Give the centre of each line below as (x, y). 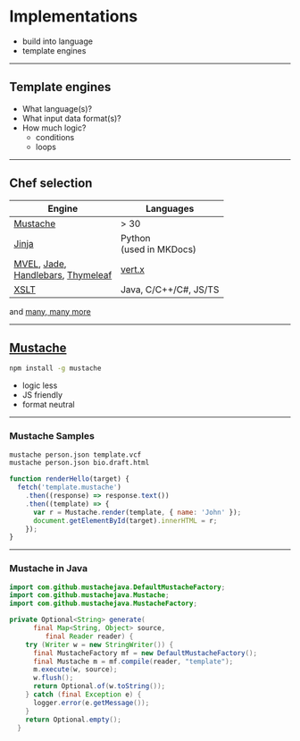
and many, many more (50, 311)
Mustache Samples (52, 436)
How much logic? (54, 128)
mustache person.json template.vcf (75, 455)
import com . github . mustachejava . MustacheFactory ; (104, 604)
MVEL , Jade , (40, 264)
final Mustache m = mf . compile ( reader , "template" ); (133, 661)
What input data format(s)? (72, 118)
